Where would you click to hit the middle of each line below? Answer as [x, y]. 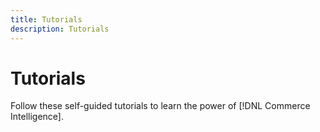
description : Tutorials [60, 29]
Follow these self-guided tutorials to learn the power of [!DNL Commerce [160, 106]
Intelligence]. [37, 117]
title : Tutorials [46, 19]
